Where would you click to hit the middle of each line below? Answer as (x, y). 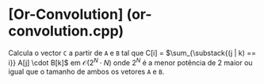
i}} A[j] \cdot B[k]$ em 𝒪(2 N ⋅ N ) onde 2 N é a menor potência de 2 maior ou (130, 62)
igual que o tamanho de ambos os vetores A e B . (86, 71)
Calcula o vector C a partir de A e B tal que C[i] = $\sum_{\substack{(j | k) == (132, 53)
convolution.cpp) (66, 31)
